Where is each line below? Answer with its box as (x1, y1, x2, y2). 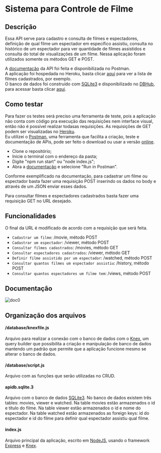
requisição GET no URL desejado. (5, 198, 72, 204)
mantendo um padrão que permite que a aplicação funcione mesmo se (5, 346, 146, 352)
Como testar (5, 100, 44, 109)
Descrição (5, 23, 37, 31)
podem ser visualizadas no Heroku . (5, 129, 76, 134)
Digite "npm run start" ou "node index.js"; (12, 159, 95, 164)
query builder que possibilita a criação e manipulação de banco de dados (5, 341, 151, 347)
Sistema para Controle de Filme (5, 3, 133, 15)
